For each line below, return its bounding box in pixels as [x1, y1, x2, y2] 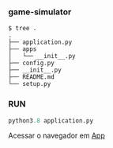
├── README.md [8, 73, 55, 81]
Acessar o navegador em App [8, 130, 105, 141]
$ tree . [8, 25, 37, 33]
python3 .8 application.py [8, 116, 93, 125]
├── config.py [8, 59, 55, 68]
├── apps [8, 45, 37, 53]
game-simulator [8, 6, 72, 18]
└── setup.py [8, 80, 51, 88]
